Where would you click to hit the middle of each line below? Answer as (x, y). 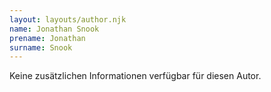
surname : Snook (41, 47)
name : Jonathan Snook (54, 29)
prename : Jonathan (47, 38)
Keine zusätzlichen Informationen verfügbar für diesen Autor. (135, 76)
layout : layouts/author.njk (68, 19)
